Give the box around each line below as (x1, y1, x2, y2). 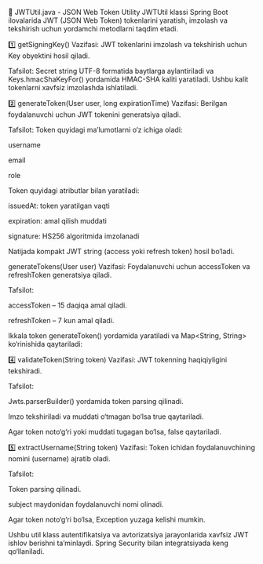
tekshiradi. (8, 366, 42, 376)
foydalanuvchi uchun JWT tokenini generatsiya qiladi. (8, 110, 181, 119)
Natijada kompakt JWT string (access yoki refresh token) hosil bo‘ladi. (8, 247, 235, 256)
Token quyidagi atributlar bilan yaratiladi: (8, 186, 140, 195)
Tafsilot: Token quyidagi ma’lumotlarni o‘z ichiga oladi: (8, 126, 183, 134)
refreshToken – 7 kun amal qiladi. (8, 316, 115, 325)
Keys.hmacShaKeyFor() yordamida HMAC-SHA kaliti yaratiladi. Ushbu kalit (8, 75, 249, 84)
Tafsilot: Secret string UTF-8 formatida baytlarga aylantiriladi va (8, 67, 214, 75)
